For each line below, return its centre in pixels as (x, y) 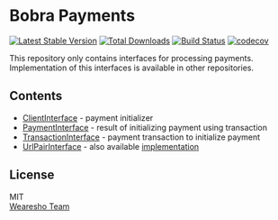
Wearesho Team (40, 206)
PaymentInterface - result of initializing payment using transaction (145, 127)
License (32, 175)
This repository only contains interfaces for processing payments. (131, 58)
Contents (36, 96)
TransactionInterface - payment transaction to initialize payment (141, 137)
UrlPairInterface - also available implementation (111, 146)
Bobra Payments (72, 16)
